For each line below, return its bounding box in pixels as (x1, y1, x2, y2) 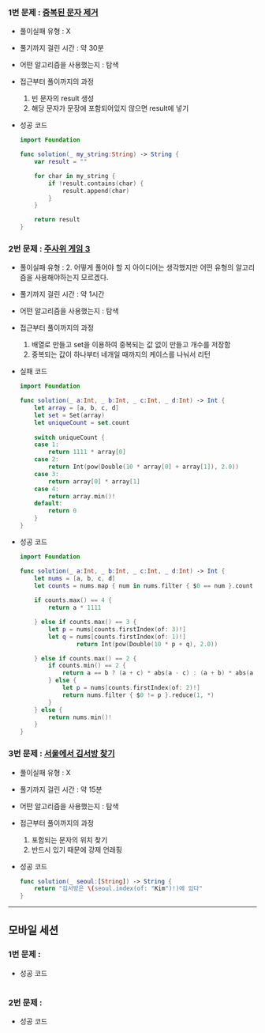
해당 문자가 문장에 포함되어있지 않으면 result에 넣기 (31, 104, 189, 113)
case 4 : (34, 485, 59, 493)
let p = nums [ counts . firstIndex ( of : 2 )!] (62, 684, 201, 692)
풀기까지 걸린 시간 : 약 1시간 (19, 289, 105, 299)
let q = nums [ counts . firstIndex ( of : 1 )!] (48, 633, 187, 641)
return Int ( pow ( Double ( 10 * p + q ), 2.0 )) (76, 640, 218, 648)
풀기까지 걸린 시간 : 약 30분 (19, 44, 104, 53)
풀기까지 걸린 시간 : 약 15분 (19, 785, 103, 794)
